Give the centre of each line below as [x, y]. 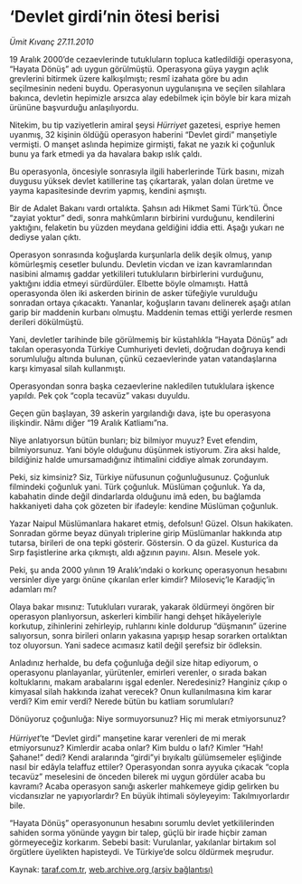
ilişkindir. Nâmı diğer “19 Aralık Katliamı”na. [89, 422]
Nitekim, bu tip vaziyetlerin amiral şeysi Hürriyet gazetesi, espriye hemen [145, 125]
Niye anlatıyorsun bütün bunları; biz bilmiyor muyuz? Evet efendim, [134, 440]
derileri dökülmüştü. [47, 322]
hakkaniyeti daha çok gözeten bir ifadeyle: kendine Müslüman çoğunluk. [144, 505]
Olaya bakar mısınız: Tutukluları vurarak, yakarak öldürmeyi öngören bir [142, 606]
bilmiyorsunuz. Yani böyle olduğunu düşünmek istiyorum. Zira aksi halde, [145, 449]
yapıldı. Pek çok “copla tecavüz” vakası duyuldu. [99, 395]
